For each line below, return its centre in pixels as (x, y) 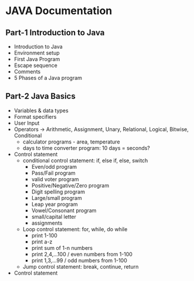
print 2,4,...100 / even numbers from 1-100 (82, 254)
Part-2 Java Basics (40, 96)
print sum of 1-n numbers (62, 247)
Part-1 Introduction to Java (55, 33)
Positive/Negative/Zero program (70, 185)
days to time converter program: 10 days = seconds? (86, 148)
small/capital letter (54, 216)
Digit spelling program (58, 192)
